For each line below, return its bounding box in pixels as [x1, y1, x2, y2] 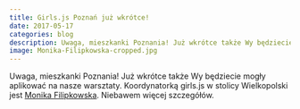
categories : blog [9, 29, 74, 38]
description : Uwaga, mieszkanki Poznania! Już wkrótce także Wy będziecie [9, 38, 294, 47]
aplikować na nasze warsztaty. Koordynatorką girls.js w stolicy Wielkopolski [9, 80, 288, 91]
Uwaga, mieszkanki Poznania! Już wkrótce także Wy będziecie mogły [9, 71, 266, 81]
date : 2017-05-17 [9, 21, 74, 30]
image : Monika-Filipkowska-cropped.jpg [9, 46, 158, 55]
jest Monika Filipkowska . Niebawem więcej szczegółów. [9, 90, 214, 101]
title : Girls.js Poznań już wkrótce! [9, 13, 150, 22]
